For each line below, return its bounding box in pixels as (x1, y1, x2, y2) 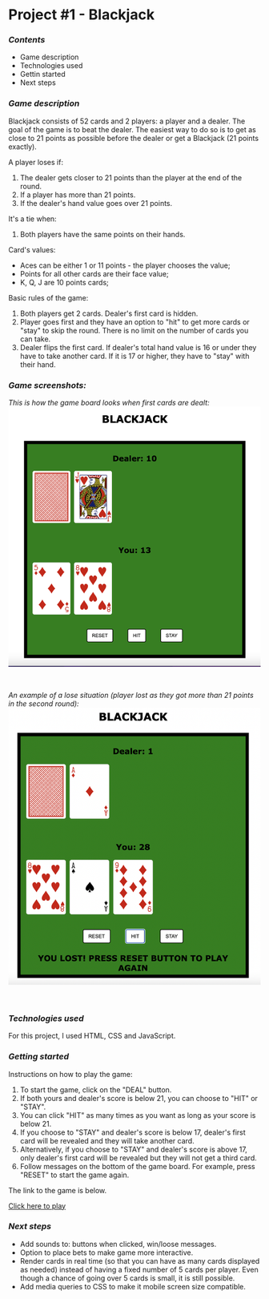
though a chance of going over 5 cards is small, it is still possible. (19, 1273, 235, 1283)
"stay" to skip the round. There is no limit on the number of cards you (19, 325, 249, 335)
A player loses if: (8, 157, 64, 167)
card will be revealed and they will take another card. (19, 1136, 195, 1145)
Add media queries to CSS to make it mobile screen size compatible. (19, 1281, 247, 1291)
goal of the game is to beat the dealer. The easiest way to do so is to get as (8, 124, 256, 134)
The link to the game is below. (8, 1185, 107, 1195)
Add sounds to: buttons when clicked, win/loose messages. (19, 1239, 217, 1249)
